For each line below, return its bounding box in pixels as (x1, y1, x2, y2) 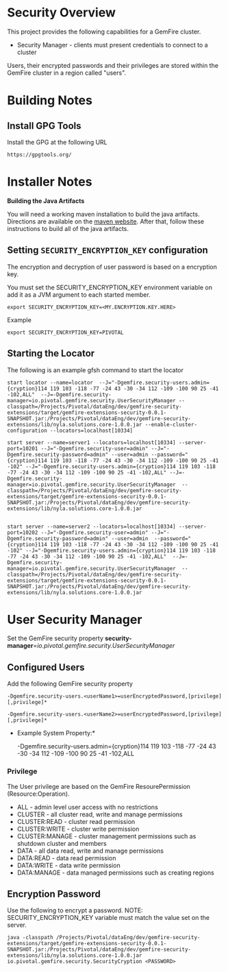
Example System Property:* (16, 729, 96, 738)
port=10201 (7, 445, 38, 452)
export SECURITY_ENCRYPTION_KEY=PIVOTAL (7, 329, 125, 336)
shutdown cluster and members (16, 839, 107, 847)
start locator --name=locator (7, 379, 94, 386)
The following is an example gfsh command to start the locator (7, 365, 183, 374)
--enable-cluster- (144, 421, 197, 428)
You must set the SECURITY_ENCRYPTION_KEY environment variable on (7, 283, 212, 291)
